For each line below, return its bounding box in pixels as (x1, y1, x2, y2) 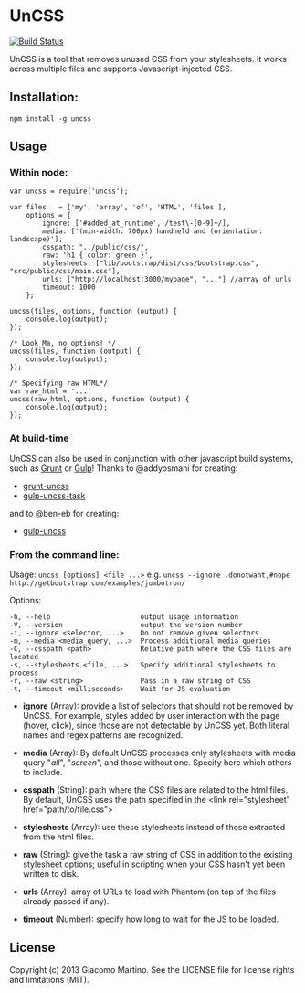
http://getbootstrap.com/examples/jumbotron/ (9, 579, 185, 588)
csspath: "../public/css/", (42, 243, 149, 252)
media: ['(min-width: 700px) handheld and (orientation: (42, 227, 263, 236)
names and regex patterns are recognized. (22, 730, 184, 741)
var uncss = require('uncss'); (9, 187, 129, 197)
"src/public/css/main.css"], (9, 267, 121, 276)
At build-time (9, 432, 70, 444)
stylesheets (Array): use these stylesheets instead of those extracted (22, 822, 286, 833)
